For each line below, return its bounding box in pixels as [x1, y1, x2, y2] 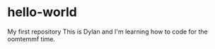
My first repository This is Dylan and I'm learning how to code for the [7, 27, 208, 36]
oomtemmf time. [7, 34, 55, 43]
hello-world [7, 4, 78, 20]
